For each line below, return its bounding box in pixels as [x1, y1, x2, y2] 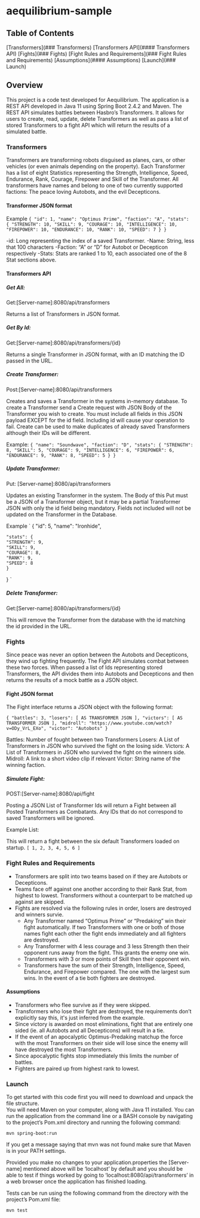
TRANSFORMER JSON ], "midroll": [6, 720, 87, 726]
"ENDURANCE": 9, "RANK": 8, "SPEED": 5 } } [6, 452, 116, 458]
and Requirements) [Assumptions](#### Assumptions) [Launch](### [6, 57, 176, 63]
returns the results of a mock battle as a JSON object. [6, 677, 139, 684]
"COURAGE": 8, [6, 549, 42, 556]
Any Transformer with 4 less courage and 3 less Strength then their [23, 942, 190, 949]
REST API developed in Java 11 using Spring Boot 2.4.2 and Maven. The [6, 102, 182, 109]
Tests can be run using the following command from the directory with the [6, 1189, 189, 1197]
